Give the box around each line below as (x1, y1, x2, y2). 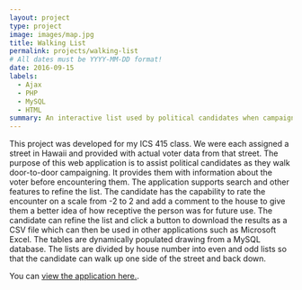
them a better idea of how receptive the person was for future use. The (9, 205, 272, 216)
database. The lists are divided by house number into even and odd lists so (9, 244, 288, 255)
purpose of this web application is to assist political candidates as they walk (9, 158, 290, 168)
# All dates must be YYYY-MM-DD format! (9, 55, 164, 64)
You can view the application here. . (9, 271, 139, 282)
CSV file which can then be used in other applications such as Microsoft (9, 224, 277, 235)
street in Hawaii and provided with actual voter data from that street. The (9, 148, 279, 159)
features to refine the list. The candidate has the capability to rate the (9, 186, 266, 197)
